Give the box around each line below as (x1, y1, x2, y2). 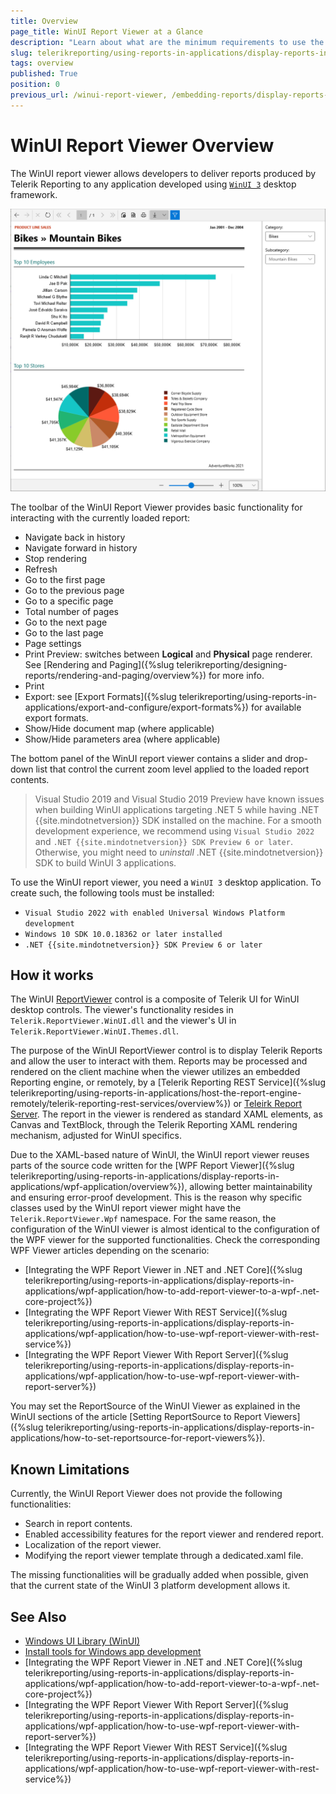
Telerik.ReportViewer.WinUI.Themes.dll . (10, 1025, 179, 1037)
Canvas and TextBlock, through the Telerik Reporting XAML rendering (10, 1119, 298, 1131)
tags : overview (10, 58, 74, 69)
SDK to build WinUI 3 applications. (34, 856, 177, 869)
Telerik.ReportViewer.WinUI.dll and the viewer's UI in (10, 1015, 237, 1027)
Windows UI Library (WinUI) (24, 1635, 141, 1647)
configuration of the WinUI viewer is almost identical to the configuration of (10, 1223, 320, 1235)
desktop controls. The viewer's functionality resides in (10, 1004, 234, 1016)
